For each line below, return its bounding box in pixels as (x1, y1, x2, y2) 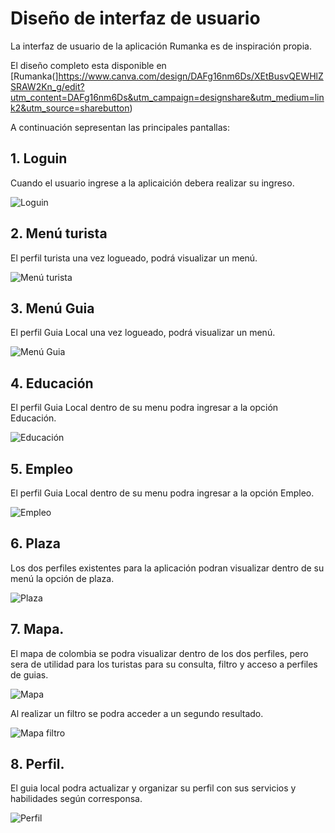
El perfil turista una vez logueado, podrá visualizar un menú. (10, 252, 258, 264)
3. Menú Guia (10, 300, 95, 317)
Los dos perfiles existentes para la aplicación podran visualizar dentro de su (10, 562, 325, 574)
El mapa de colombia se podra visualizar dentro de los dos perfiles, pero (10, 647, 309, 659)
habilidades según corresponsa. (10, 793, 143, 805)
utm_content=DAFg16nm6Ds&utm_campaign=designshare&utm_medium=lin (10, 91, 325, 103)
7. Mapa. (10, 621, 65, 638)
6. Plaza (10, 535, 62, 552)
